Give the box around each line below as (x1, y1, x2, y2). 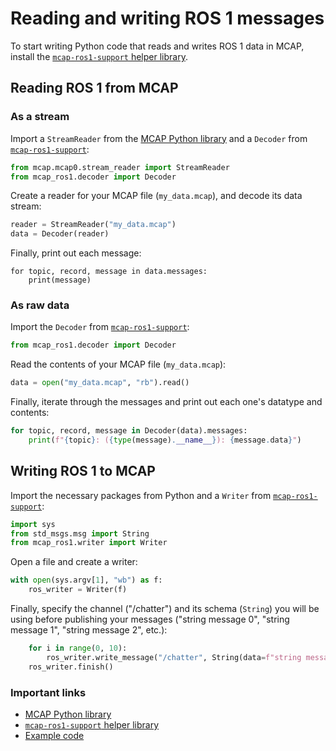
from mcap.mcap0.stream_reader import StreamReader (10, 162, 230, 172)
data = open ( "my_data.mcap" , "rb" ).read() (10, 378, 190, 388)
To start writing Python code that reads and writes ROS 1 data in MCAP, (10, 40, 305, 52)
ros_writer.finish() (28, 662, 114, 672)
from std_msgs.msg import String (10, 528, 150, 539)
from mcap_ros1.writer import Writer (10, 538, 168, 548)
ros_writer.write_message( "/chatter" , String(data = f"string (46, 652, 302, 662)
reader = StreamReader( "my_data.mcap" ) (10, 220, 177, 230)
